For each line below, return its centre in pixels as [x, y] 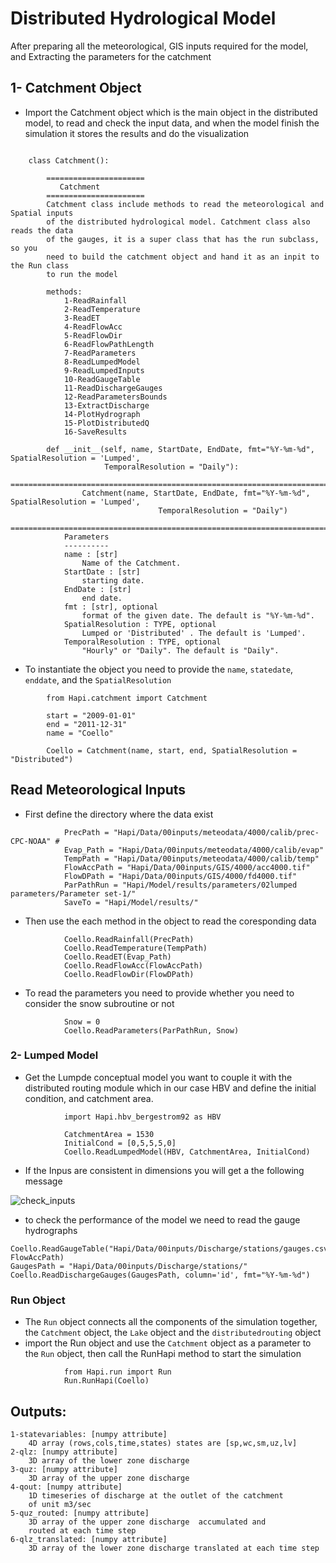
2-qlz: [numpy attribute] [64, 1452]
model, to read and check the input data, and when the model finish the [172, 123]
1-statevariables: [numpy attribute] [89, 1434]
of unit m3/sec [60, 1504]
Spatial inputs [42, 213]
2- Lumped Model [54, 1055]
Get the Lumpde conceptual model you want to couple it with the [158, 1077]
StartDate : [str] [102, 572]
